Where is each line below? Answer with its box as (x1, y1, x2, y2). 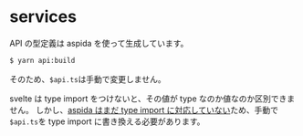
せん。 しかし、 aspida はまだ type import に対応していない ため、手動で (9, 104, 279, 115)
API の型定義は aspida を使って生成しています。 (9, 37, 189, 48)
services (9, 6, 78, 27)
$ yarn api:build (9, 56, 76, 65)
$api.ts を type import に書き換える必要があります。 (9, 116, 205, 127)
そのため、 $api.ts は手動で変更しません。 (9, 73, 166, 84)
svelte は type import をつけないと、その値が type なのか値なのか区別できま (9, 93, 296, 104)
